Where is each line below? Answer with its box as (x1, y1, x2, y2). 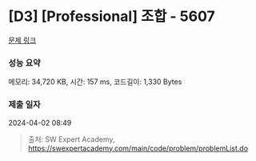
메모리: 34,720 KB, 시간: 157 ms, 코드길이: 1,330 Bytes (8, 77, 182, 87)
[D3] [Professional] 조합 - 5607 (8, 7, 216, 26)
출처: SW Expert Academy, (27, 134, 115, 144)
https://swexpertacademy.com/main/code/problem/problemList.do (27, 143, 249, 153)
